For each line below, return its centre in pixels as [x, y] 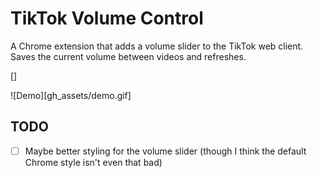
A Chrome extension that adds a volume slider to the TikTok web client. [157, 46]
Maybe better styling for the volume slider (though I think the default [165, 151]
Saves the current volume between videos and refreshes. [128, 56]
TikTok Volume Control [107, 18]
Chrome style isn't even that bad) [93, 162]
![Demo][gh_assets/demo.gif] [71, 95]
